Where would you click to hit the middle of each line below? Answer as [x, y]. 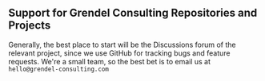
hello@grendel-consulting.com [59, 69]
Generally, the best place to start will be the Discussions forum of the [122, 44]
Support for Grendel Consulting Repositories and [133, 13]
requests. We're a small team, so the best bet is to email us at [109, 61]
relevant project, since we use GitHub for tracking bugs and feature [119, 53]
